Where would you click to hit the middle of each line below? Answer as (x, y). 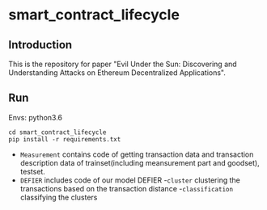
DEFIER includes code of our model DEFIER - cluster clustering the (130, 180)
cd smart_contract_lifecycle (57, 132)
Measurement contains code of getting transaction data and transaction (137, 154)
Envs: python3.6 (36, 117)
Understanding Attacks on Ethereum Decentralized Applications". (117, 73)
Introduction (40, 45)
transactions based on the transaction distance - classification (126, 188)
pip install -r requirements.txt (65, 139)
